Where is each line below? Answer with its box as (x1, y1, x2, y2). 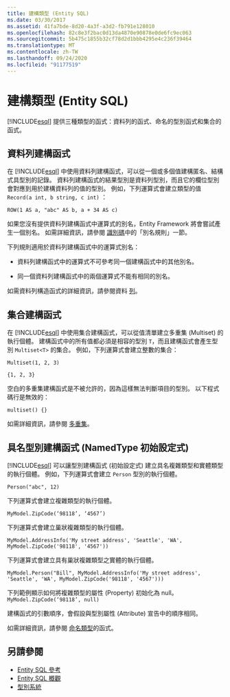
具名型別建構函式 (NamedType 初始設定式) (7, 442, 189, 453)
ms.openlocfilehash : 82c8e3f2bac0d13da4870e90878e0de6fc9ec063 (7, 29, 192, 36)
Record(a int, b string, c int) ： (7, 193, 108, 202)
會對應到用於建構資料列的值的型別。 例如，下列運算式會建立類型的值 (7, 184, 201, 193)
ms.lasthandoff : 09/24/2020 (7, 55, 88, 62)
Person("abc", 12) (7, 484, 60, 491)
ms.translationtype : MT (7, 42, 76, 49)
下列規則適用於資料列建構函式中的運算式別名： (7, 243, 139, 251)
